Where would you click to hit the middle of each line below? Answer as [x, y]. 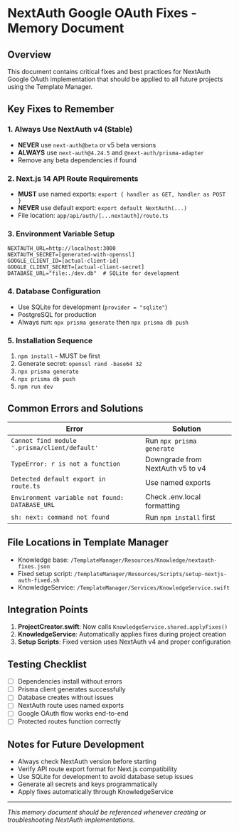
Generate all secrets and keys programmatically [87, 784]
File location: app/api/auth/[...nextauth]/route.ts [93, 215]
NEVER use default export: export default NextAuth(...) [102, 207]
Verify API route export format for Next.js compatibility [97, 769]
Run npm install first [180, 517]
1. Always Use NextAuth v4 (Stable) [70, 130]
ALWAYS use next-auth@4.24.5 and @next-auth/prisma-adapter [111, 152]
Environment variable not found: [68, 497]
